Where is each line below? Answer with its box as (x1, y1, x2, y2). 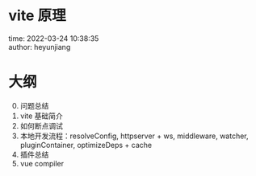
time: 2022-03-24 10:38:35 (8, 33, 99, 43)
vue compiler (19, 158, 65, 168)
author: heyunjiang (8, 42, 71, 51)
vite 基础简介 (19, 111, 63, 121)
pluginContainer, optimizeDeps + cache (19, 140, 152, 149)
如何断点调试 (19, 121, 63, 130)
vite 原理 (8, 6, 66, 25)
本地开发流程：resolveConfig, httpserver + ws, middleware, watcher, (19, 131, 249, 141)
